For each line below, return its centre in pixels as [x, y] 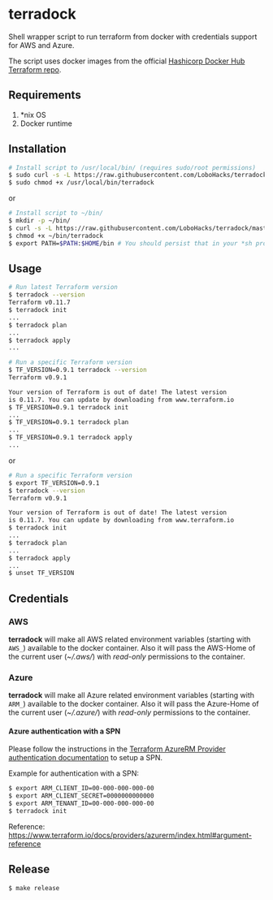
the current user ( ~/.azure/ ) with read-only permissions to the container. [129, 712]
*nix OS [33, 115]
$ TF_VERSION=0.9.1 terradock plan [69, 422]
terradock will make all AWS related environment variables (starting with [130, 639]
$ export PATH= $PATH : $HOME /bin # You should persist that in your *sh [130, 243]
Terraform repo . [35, 69]
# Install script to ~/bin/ [56, 213]
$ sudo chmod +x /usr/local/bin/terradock [81, 183]
